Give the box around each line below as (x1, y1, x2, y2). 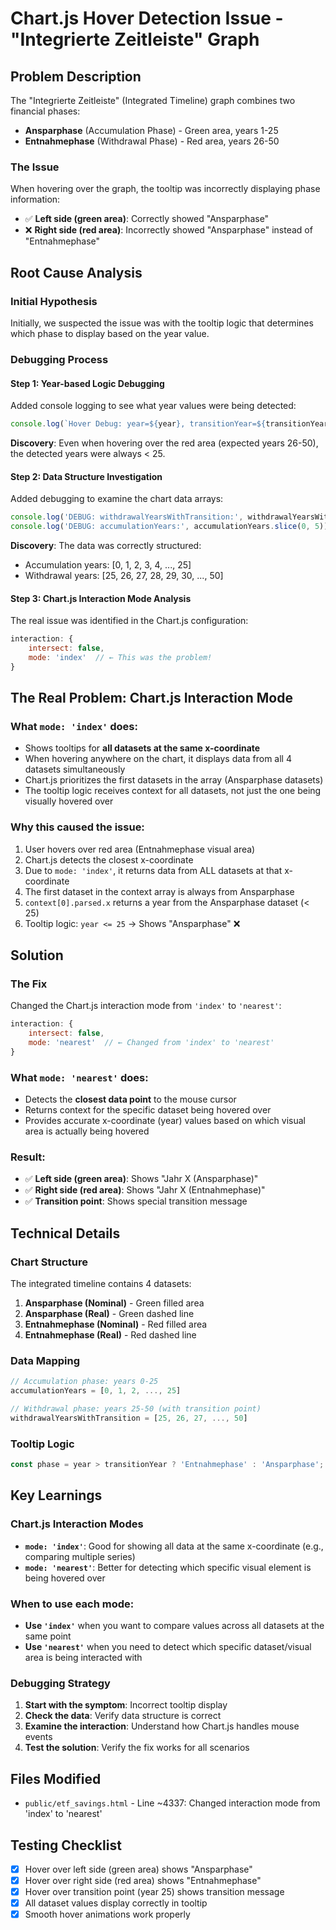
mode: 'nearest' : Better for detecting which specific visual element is (24, 1561, 312, 1573)
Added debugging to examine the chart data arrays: (10, 493, 224, 505)
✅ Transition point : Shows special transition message (24, 1195, 248, 1207)
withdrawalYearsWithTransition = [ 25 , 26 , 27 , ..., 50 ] (10, 1413, 248, 1424)
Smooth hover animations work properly (24, 1908, 191, 1921)
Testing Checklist (10, 1837, 122, 1854)
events (24, 1731, 53, 1743)
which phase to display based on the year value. (10, 327, 210, 339)
